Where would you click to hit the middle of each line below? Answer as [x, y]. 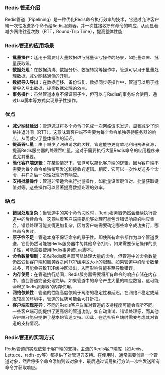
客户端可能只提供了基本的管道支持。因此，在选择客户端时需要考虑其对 [83, 317]
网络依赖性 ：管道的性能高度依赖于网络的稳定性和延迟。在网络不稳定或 [83, 293]
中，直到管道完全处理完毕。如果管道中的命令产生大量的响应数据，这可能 [85, 281]
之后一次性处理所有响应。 [55, 175]
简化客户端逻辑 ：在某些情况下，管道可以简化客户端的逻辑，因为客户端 [83, 163]
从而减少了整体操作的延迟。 [49, 138]
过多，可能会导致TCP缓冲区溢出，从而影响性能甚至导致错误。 [75, 268]
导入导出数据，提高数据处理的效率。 [53, 88]
